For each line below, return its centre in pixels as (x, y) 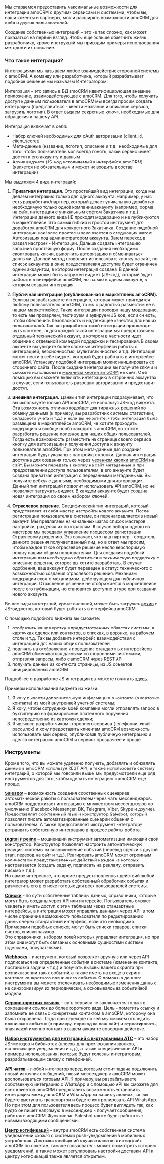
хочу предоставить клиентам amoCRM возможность (94, 729)
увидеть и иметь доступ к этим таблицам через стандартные (70, 906)
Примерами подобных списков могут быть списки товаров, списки (76, 927)
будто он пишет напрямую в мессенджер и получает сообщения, (74, 1110)
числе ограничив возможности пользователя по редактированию (74, 916)
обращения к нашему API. (32, 117)
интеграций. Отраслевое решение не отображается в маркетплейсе (84, 584)
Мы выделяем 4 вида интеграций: (41, 182)
